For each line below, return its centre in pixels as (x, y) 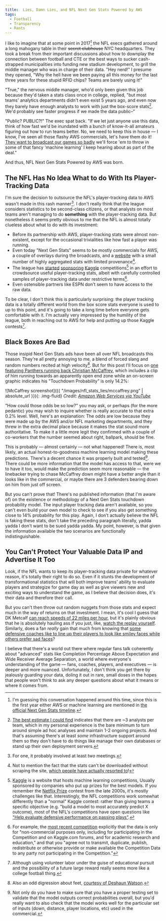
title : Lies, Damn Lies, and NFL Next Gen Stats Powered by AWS (74, 10)
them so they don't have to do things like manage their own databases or (86, 741)
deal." (11, 153)
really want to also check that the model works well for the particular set (86, 903)
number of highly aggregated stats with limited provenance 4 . (74, 261)
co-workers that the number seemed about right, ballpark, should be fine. (80, 437)
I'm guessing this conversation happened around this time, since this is (84, 700)
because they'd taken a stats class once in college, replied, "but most (76, 95)
